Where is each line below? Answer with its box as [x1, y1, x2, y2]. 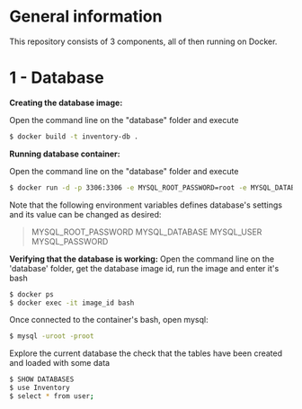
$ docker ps [9, 289, 54, 298]
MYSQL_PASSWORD [31, 236, 109, 246]
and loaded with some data [9, 358, 111, 369]
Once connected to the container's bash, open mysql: [9, 315, 209, 325]
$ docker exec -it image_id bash [9, 298, 135, 307]
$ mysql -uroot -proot [9, 332, 94, 341]
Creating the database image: [9, 97, 123, 108]
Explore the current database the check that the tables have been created [9, 348, 283, 359]
